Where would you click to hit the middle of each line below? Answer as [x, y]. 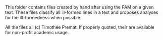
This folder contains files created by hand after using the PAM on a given [80, 7]
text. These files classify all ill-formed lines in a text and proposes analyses [82, 12]
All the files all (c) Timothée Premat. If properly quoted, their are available [80, 27]
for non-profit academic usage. [37, 32]
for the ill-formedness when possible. [43, 18]
